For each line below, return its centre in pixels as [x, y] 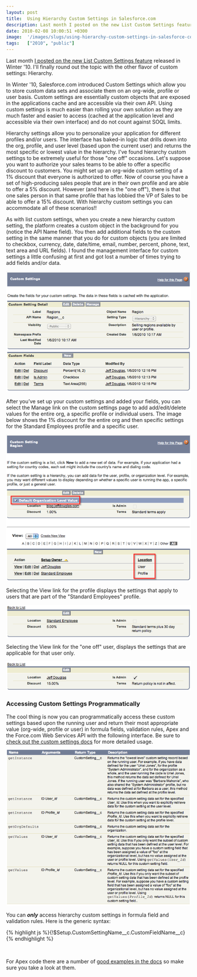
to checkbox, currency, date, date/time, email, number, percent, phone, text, [98, 244]
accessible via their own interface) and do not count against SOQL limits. [94, 122]
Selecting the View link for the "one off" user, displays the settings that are [96, 647]
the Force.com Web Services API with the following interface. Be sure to [93, 735]
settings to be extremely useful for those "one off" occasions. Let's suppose [98, 158]
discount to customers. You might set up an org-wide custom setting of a [94, 171]
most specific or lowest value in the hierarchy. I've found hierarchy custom [96, 152]
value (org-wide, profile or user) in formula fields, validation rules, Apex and [98, 729]
